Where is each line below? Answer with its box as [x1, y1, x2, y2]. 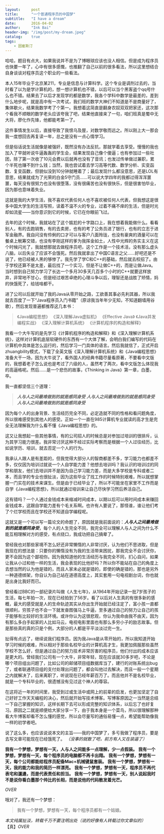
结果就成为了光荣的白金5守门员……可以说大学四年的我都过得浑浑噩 [18, 174, 152, 180]
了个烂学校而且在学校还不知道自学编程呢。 [5, 508, 91, 514]
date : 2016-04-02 [5, 21, 54, 26]
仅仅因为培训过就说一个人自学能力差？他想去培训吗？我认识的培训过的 [13, 461, 154, 467]
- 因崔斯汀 [14, 44, 33, 48]
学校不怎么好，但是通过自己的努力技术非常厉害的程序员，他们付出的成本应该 [5, 648, 159, 654]
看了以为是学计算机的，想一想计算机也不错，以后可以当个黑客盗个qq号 [9, 86, 151, 92]
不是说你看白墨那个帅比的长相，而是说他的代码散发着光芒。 [5, 777, 125, 783]
